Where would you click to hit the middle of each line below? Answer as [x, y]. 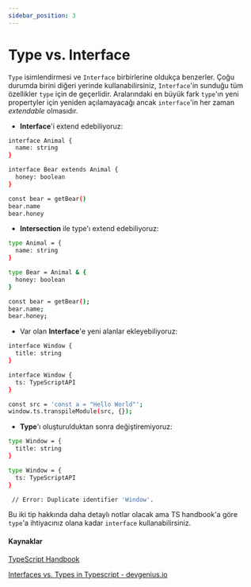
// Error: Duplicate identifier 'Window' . [83, 500]
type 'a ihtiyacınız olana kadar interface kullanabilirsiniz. [100, 523]
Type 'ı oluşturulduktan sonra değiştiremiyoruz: [96, 427]
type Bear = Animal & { [48, 272]
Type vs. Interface [69, 54]
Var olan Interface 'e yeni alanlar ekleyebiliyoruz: [99, 331]
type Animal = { [35, 243]
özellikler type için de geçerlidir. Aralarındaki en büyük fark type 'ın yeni [124, 94]
